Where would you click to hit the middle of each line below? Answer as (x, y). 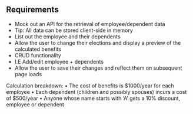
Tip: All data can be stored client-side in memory (74, 30)
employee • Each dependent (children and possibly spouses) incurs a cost (96, 92)
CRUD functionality (38, 55)
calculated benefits (38, 49)
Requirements (32, 10)
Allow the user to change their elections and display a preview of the (98, 43)
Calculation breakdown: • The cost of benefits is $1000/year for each (90, 86)
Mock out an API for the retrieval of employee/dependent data (90, 24)
